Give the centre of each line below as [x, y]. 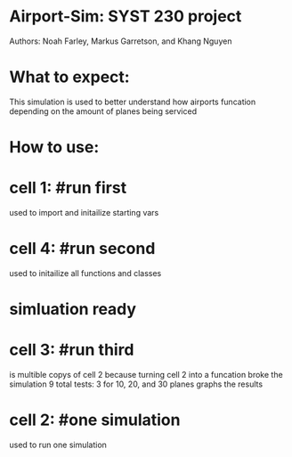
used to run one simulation [58, 445]
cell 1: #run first [68, 188]
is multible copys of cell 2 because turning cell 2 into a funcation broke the [146, 375]
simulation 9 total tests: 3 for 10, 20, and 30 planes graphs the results [136, 384]
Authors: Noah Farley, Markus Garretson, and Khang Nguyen [121, 41]
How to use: [54, 147]
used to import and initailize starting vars [84, 212]
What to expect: [70, 77]
